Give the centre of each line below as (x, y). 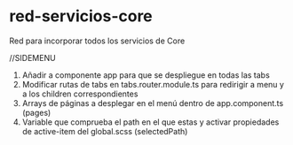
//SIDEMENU (32, 57)
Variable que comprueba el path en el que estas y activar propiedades (150, 122)
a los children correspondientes (80, 94)
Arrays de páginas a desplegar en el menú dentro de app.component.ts (153, 103)
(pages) (36, 112)
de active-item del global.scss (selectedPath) (105, 131)
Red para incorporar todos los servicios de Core (97, 41)
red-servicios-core (81, 16)
